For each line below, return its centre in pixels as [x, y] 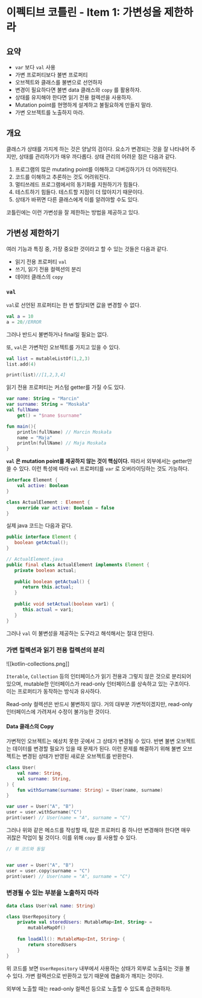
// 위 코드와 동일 [26, 849]
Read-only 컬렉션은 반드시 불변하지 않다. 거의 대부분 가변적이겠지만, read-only [99, 704]
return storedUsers [52, 944]
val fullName [23, 410]
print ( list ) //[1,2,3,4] [36, 375]
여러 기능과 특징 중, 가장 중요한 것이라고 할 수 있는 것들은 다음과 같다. [87, 248]
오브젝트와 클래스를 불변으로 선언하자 [58, 82]
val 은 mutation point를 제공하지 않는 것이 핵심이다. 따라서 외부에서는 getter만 [99, 461]
